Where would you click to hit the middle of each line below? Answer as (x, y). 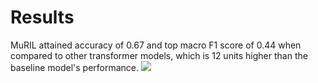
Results (42, 17)
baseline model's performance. (75, 67)
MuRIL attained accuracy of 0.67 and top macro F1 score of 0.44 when (156, 45)
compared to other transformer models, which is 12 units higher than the (159, 55)
